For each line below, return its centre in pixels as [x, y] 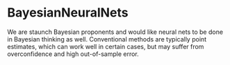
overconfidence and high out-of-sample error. [73, 54]
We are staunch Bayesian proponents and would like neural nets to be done [115, 32]
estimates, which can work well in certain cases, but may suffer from [106, 46]
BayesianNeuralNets [68, 13]
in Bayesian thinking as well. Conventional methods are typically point [107, 39]
